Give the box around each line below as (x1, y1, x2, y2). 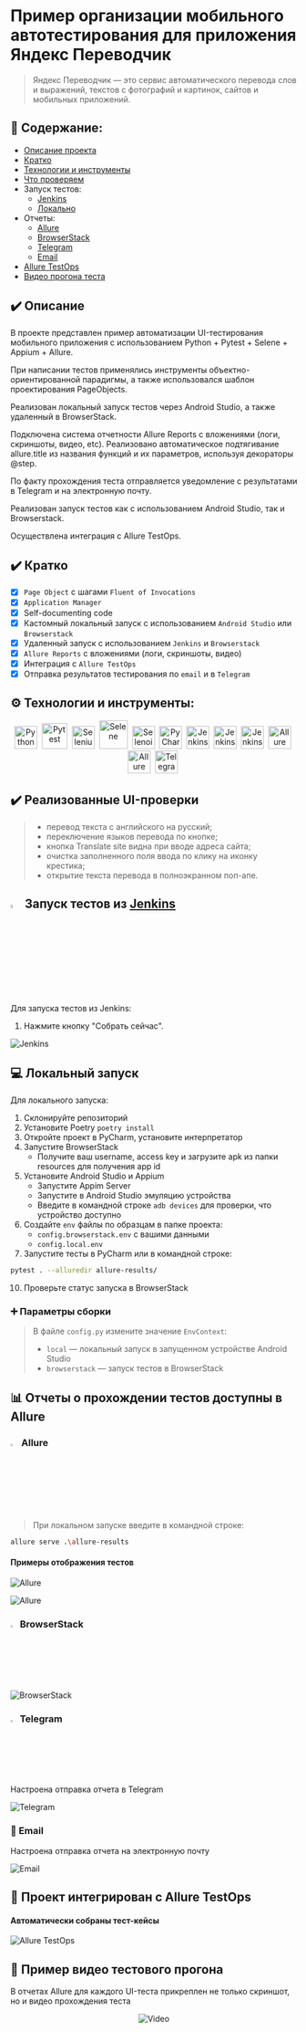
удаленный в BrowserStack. (10, 411, 117, 422)
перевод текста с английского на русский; (46, 821, 213, 832)
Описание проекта (23, 144, 97, 155)
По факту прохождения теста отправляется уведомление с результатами (10, 476, 298, 487)
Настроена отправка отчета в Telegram (10, 1784, 164, 1795)
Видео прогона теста (23, 270, 106, 281)
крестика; (46, 860, 86, 871)
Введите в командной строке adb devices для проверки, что (36, 1199, 272, 1210)
